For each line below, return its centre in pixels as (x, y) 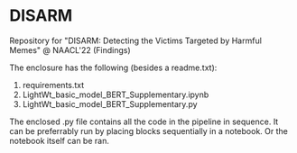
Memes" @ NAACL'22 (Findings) (70, 49)
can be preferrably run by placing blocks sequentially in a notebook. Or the (149, 130)
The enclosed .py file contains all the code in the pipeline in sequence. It (144, 121)
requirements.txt (53, 85)
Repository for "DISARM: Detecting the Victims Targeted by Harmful (135, 40)
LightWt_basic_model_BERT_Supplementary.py (110, 103)
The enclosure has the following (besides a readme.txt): (113, 67)
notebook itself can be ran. (60, 140)
